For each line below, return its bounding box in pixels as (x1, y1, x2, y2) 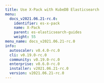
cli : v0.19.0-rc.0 (9, 52, 47, 58)
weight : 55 (14, 35, 36, 40)
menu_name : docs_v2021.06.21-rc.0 (5, 39, 76, 44)
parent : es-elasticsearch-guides (14, 30, 82, 35)
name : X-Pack (14, 25, 41, 30)
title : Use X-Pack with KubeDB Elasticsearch (5, 7, 99, 12)
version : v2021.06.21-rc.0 (9, 71, 64, 76)
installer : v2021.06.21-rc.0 (9, 66, 69, 71)
